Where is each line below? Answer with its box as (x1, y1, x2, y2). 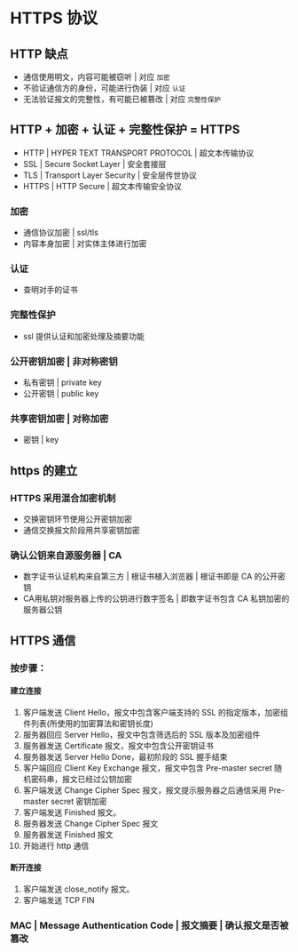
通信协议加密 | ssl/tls (22, 228, 98, 238)
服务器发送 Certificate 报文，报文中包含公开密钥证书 (22, 740, 214, 751)
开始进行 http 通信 (22, 840, 90, 851)
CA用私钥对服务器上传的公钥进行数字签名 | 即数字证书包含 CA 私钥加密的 (22, 593, 290, 604)
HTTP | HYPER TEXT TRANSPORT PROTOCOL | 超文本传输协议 (22, 148, 255, 158)
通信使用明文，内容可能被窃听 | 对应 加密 (22, 72, 171, 82)
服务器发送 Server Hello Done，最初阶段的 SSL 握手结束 (22, 751, 228, 762)
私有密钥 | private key (22, 377, 103, 388)
